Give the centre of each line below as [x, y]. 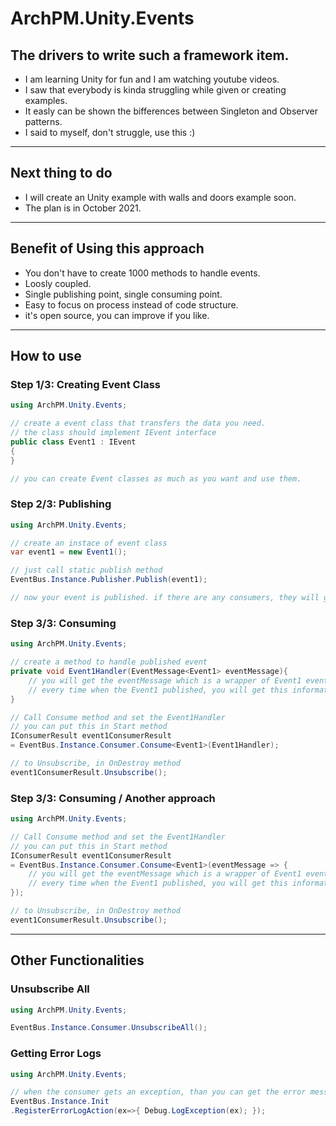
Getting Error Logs [56, 1054]
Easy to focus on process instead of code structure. [131, 304]
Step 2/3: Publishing [61, 504]
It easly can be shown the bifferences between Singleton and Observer [171, 111]
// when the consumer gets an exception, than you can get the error [158, 1092]
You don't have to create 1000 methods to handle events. [142, 273]
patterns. [43, 121]
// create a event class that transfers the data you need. [138, 423]
